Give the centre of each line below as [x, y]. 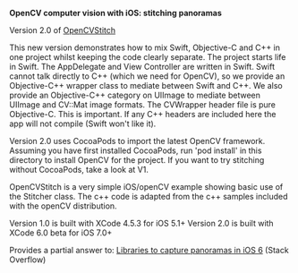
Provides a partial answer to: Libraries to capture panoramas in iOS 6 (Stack [149, 250]
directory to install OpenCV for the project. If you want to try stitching [137, 160]
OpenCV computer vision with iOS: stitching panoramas [115, 13]
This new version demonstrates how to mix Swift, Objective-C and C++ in [145, 47]
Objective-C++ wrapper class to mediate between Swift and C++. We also [146, 85]
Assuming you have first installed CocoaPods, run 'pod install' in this [136, 150]
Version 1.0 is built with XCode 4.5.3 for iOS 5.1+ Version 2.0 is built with [142, 223]
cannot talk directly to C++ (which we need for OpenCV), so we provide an [147, 76]
